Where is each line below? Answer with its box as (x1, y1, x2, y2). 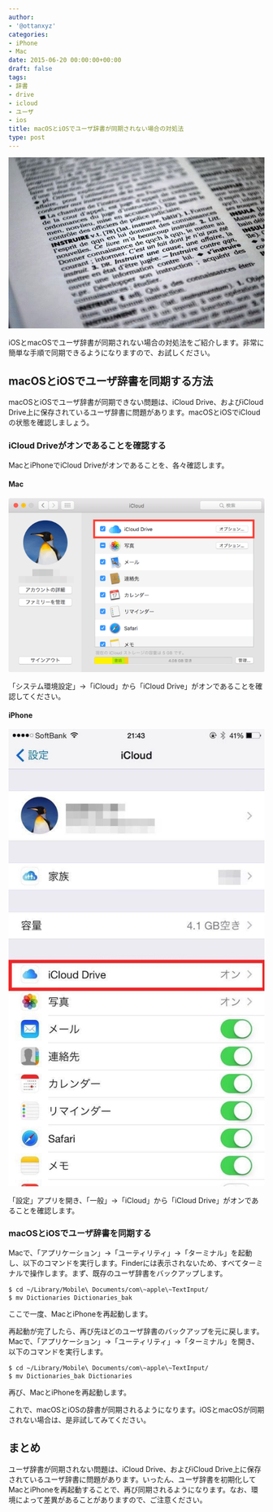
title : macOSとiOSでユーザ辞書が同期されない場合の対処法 (8, 125, 184, 134)
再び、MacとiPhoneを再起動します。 (8, 1387, 132, 1397)
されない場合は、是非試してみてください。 (8, 1414, 151, 1425)
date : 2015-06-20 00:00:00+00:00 (8, 56, 122, 64)
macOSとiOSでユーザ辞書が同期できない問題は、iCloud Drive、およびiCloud (8, 398, 264, 407)
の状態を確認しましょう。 (8, 418, 94, 428)
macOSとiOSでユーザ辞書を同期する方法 (8, 374, 214, 388)
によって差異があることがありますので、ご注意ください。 (15, 1495, 207, 1505)
